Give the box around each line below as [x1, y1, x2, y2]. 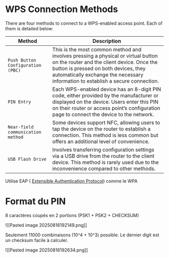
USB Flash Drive [8, 156, 47, 162]
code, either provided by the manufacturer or [52, 92, 159, 99]
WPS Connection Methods [5, 4, 118, 15]
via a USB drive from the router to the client [52, 152, 155, 159]
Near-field [8, 124, 34, 130]
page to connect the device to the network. [52, 111, 154, 118]
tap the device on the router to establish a [52, 125, 151, 132]
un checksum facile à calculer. [5, 237, 68, 243]
